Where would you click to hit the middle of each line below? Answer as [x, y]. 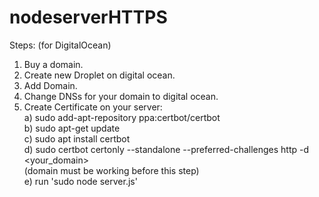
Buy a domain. [53, 64]
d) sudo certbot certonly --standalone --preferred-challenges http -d [166, 149]
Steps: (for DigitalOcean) [60, 45]
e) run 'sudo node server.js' [80, 181]
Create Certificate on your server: [93, 107]
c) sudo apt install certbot [77, 138]
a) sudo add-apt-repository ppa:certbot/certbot [122, 117]
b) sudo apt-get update [72, 128]
